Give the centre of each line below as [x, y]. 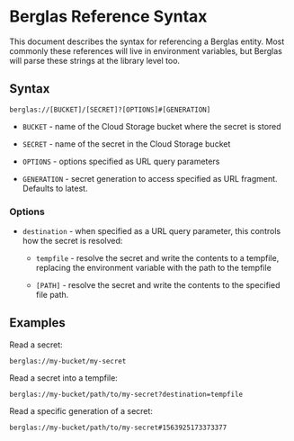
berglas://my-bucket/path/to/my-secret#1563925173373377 [118, 427]
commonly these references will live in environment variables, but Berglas [146, 50]
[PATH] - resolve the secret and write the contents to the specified [158, 285]
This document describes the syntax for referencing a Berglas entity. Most [147, 41]
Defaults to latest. [55, 188]
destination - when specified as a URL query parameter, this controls [151, 231]
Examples [37, 323]
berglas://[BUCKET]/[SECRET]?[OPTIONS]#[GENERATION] [110, 110]
